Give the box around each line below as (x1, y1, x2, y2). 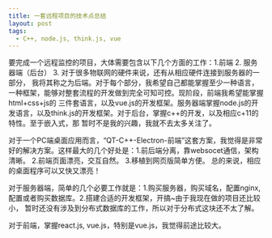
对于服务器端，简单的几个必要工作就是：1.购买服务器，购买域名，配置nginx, (8, 183, 261, 193)
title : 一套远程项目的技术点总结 (8, 11, 107, 20)
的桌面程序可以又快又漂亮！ (8, 166, 101, 176)
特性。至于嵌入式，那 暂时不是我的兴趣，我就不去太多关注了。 (8, 118, 216, 128)
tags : (8, 27, 27, 35)
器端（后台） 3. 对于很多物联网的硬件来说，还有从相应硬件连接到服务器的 (8, 68, 253, 78)
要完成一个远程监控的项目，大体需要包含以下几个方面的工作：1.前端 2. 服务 (8, 57, 258, 67)
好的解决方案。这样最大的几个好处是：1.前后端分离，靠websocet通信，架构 (8, 146, 259, 155)
